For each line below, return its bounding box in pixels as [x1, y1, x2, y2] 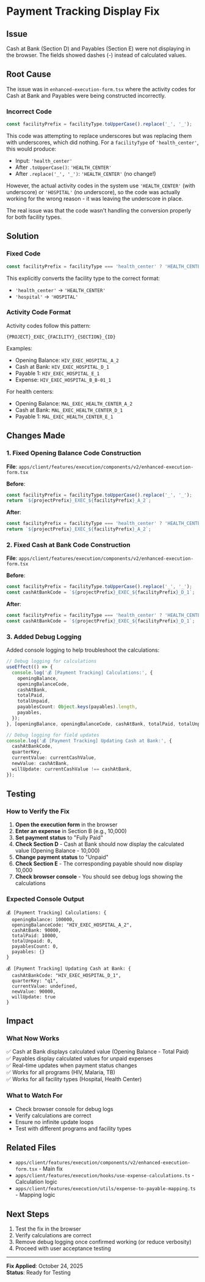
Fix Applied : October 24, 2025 [6, 1262, 84, 1270]
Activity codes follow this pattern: [6, 322, 91, 329]
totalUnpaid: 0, [12, 938, 53, 944]
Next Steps [6, 1208, 49, 1220]
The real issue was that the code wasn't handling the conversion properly [6, 206, 192, 214]
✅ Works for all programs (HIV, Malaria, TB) [6, 1069, 116, 1076]
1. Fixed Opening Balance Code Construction [6, 449, 142, 458]
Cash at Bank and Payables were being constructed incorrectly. [6, 92, 167, 99]
